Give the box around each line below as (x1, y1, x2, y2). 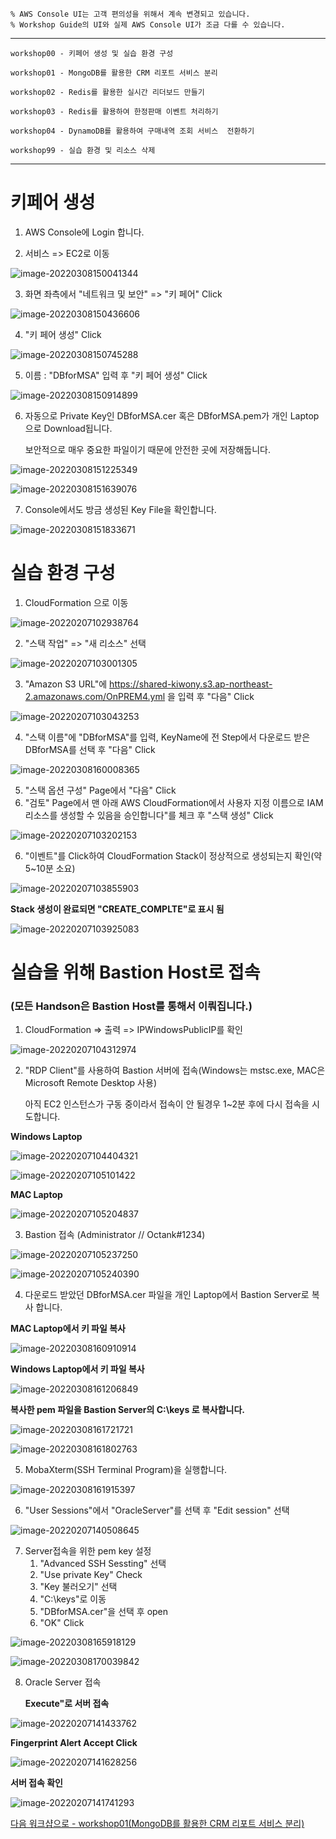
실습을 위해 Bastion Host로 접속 (10, 961, 261, 984)
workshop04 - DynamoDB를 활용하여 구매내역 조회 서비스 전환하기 (10, 126, 255, 136)
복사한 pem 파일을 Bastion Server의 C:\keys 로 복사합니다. (10, 1404, 245, 1416)
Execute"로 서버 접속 (24, 1698, 110, 1710)
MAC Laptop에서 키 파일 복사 (10, 1323, 126, 1335)
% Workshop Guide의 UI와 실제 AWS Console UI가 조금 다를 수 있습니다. (10, 20, 286, 30)
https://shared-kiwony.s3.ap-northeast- (109, 678, 273, 690)
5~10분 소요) (24, 862, 76, 874)
